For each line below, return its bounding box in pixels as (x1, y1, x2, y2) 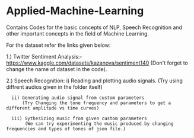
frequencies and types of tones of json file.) (6, 126, 126, 131)
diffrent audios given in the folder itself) (6, 83, 103, 90)
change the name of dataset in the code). (6, 65, 107, 72)
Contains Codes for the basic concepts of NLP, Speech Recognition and (6, 24, 183, 31)
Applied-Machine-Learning (6, 4, 144, 18)
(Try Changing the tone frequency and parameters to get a (21, 100, 171, 106)
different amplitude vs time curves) (6, 105, 100, 111)
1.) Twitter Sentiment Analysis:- (6, 53, 82, 60)
